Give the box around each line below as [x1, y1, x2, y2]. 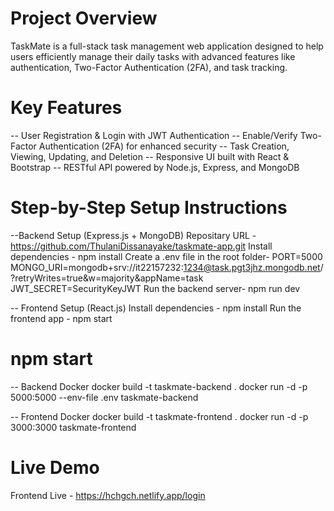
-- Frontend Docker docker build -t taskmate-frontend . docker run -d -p [10, 410, 309, 422]
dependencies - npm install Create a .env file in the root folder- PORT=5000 [10, 250, 323, 262]
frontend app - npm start [10, 312, 113, 324]
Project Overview [10, 7, 158, 30]
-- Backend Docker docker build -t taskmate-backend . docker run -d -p [10, 380, 308, 392]
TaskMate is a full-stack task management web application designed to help [10, 40, 324, 52]
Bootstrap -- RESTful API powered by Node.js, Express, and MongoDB [10, 161, 300, 173]
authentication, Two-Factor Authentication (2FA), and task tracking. [10, 61, 288, 73]
